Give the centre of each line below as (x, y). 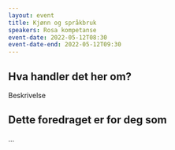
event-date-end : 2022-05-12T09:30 (65, 45)
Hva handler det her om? (70, 77)
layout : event (32, 15)
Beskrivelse (27, 95)
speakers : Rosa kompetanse (52, 30)
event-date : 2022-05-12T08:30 (58, 37)
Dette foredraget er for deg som (87, 120)
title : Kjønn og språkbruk (52, 23)
